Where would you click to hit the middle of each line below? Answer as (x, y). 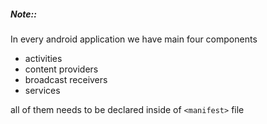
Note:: (23, 14)
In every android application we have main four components (134, 39)
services (42, 90)
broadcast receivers (66, 79)
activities (43, 58)
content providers (61, 69)
